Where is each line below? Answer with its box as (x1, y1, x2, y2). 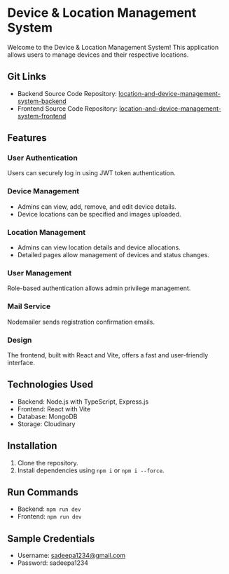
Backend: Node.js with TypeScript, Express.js (17, 397, 149, 406)
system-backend (17, 97, 67, 105)
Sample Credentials (7, 533, 95, 545)
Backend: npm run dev (17, 505, 81, 513)
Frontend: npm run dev (17, 512, 82, 521)
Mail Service (7, 301, 51, 311)
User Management (7, 268, 72, 278)
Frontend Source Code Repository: (17, 104, 118, 113)
